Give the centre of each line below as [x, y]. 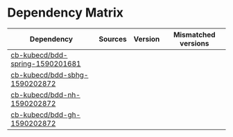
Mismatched [195, 35]
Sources [113, 39]
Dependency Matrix [65, 13]
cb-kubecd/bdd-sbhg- [50, 75]
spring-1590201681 [46, 64]
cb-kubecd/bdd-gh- [46, 114]
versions [195, 43]
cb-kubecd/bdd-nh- [46, 95]
